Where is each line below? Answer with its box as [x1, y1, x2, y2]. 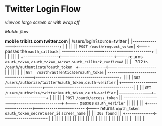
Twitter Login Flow [5, 3, 81, 15]
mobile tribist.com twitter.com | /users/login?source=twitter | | [5, 38, 132, 44]
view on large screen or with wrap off [5, 19, 80, 25]
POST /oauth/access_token [65, 95, 118, 100]
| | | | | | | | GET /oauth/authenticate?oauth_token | [5, 69, 107, 75]
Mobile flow [5, 29, 29, 34]
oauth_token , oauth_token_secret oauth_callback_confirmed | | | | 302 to [5, 59, 148, 64]
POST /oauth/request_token [78, 44, 133, 49]
